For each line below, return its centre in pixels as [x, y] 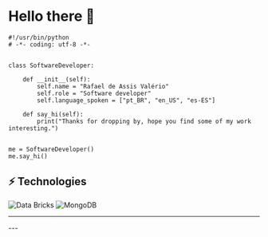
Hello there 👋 [52, 16]
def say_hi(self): [53, 114]
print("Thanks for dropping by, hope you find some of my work [144, 121]
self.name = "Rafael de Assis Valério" [103, 86]
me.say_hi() [28, 156]
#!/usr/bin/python [39, 38]
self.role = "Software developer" [94, 93]
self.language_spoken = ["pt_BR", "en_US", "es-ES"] [126, 100]
